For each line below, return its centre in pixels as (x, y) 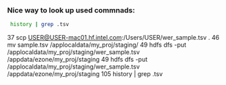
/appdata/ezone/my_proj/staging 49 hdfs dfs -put (78, 60)
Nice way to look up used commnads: (71, 10)
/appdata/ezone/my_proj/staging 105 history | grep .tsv (85, 74)
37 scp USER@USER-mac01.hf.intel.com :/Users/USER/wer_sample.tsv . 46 (113, 38)
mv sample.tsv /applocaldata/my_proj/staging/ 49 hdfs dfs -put (97, 45)
